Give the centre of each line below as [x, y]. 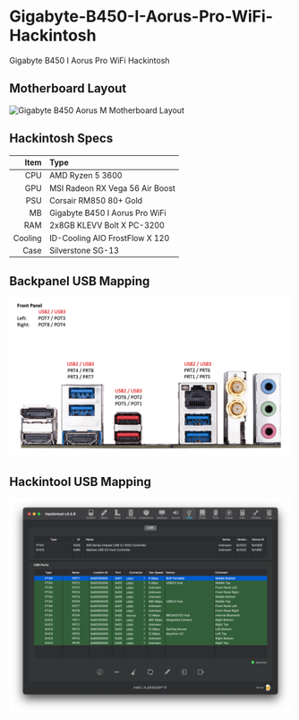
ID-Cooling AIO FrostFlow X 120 [109, 238]
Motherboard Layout [68, 88]
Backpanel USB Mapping [80, 281]
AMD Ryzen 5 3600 [85, 176]
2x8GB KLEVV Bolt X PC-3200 [107, 225]
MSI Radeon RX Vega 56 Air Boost [112, 188]
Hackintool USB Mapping [81, 482]
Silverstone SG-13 [84, 250]
